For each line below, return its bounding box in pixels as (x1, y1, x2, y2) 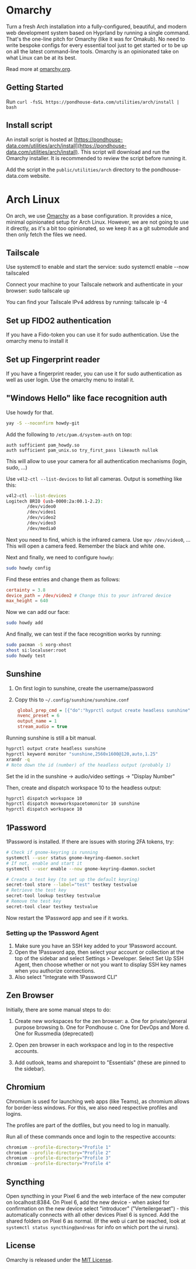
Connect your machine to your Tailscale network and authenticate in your (6, 281, 183, 288)
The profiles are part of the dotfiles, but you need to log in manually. (6, 1122, 170, 1129)
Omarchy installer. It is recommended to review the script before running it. (6, 154, 187, 161)
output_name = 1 (17, 718, 57, 724)
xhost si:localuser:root (6, 647, 67, 653)
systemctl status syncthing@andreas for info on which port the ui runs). (6, 1223, 180, 1230)
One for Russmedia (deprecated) (14, 1030, 94, 1037)
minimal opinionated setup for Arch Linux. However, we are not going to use (6, 218, 189, 225)
